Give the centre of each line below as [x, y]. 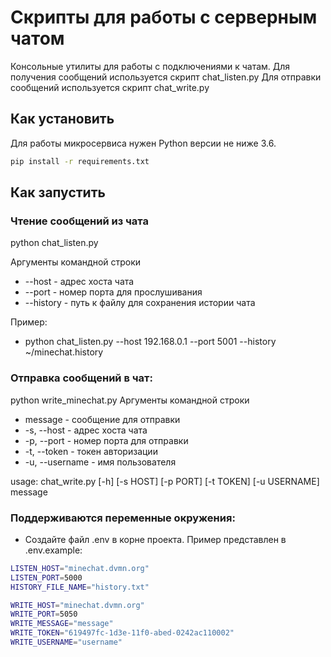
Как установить [62, 119]
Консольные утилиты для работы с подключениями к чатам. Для [150, 66]
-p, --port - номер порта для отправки [106, 440]
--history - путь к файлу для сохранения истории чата [140, 303]
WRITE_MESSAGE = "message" [62, 624]
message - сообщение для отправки [102, 419]
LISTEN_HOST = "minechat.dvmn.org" [80, 568]
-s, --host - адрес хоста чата [86, 430]
